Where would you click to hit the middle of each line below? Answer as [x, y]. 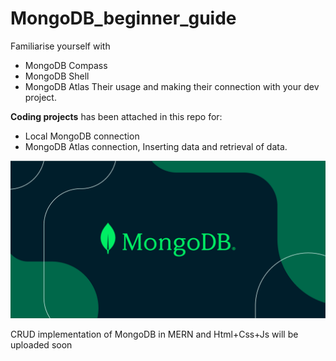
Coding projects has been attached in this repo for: [116, 116]
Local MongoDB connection [82, 136]
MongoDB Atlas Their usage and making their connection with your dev [172, 86]
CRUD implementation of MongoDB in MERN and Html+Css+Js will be [154, 334]
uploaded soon [41, 344]
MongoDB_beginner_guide [123, 18]
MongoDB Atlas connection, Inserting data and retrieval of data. [156, 146]
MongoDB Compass [66, 65]
